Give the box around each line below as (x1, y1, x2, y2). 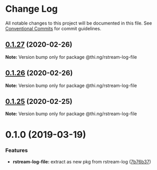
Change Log (5, 3, 58, 15)
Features (5, 147, 28, 154)
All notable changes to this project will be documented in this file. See (5, 20, 152, 26)
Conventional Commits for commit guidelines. (5, 25, 101, 31)
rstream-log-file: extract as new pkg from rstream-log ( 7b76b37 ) (12, 158, 151, 164)
